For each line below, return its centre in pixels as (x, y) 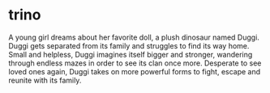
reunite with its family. (45, 80)
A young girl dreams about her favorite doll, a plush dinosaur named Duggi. (134, 37)
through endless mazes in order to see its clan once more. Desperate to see (135, 63)
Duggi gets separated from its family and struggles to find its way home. (129, 45)
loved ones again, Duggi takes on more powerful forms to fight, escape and (135, 71)
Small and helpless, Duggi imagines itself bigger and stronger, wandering (131, 54)
